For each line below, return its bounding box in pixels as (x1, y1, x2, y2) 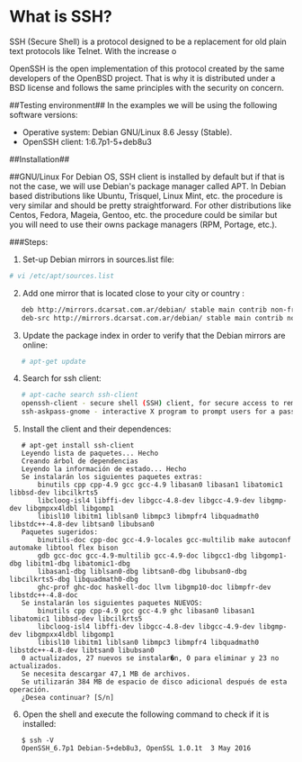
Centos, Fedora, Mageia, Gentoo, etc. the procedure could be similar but (9, 209, 278, 220)
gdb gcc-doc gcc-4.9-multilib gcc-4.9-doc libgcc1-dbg (37, 551, 247, 560)
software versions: (9, 109, 78, 120)
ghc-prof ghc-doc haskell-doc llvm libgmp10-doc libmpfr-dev (37, 583, 271, 592)
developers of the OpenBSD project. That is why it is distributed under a (9, 72, 276, 83)
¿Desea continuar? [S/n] (21, 694, 115, 703)
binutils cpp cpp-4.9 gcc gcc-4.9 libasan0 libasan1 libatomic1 (37, 480, 283, 490)
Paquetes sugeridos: (21, 528, 99, 537)
